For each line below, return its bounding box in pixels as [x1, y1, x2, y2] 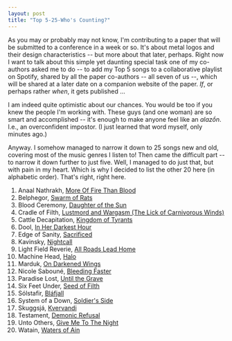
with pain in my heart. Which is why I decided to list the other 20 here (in [8, 165, 215, 174]
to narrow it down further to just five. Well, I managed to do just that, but [8, 158, 214, 166]
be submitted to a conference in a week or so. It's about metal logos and [8, 43, 215, 51]
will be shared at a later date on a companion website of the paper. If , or [8, 80, 213, 88]
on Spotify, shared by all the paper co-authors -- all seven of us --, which [8, 72, 217, 80]
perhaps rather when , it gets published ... [8, 87, 125, 95]
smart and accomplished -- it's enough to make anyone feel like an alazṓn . [8, 115, 222, 123]
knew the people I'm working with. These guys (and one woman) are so [8, 108, 213, 116]
